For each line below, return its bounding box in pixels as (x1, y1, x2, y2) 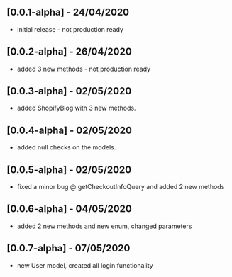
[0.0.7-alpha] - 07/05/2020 (6, 242, 131, 254)
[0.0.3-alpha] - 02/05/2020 (6, 85, 132, 97)
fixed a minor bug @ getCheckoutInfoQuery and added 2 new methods (16, 183, 225, 191)
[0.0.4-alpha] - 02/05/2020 (6, 124, 133, 136)
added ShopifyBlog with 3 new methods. (16, 103, 136, 113)
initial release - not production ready (16, 25, 123, 33)
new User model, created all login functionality (16, 261, 153, 269)
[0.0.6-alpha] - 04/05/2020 (6, 203, 133, 215)
